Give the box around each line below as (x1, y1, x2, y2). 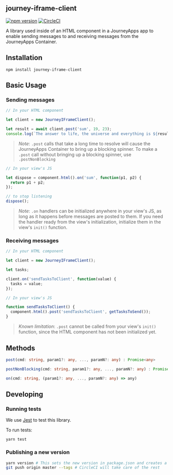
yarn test (6, 437, 27, 442)
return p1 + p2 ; (10, 180, 45, 185)
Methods (6, 344, 35, 352)
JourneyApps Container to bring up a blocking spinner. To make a (18, 146, 158, 152)
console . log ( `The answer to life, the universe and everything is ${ (6, 131, 158, 136)
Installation (6, 53, 43, 62)
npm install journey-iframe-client (6, 67, 82, 72)
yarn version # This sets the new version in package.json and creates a (6, 460, 167, 466)
